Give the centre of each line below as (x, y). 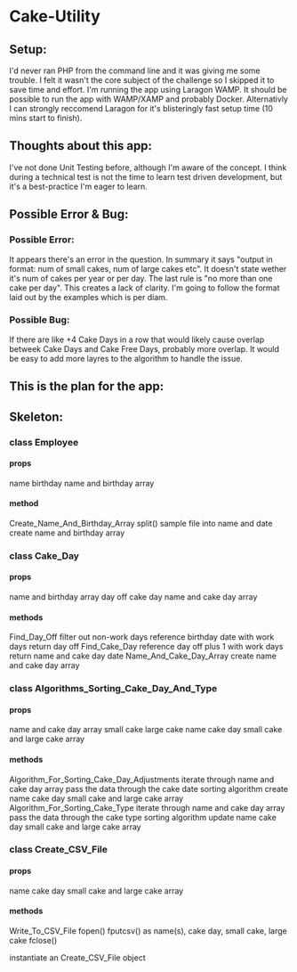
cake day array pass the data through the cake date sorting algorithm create (149, 788)
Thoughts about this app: (81, 146)
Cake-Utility (55, 16)
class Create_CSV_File (59, 850)
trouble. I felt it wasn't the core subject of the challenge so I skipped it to (142, 80)
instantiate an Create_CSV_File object (77, 957)
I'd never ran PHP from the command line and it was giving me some (135, 70)
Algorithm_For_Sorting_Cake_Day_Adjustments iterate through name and (142, 779)
